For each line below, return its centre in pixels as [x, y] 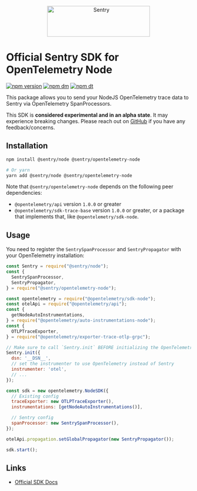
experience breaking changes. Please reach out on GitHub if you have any [96, 121]
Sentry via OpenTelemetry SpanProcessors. [59, 103]
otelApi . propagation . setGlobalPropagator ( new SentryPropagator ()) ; [90, 439]
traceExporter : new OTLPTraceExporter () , [63, 402]
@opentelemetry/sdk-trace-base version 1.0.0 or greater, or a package [99, 211]
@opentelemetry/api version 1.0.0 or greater [68, 204]
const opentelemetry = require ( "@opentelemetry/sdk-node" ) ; [81, 299]
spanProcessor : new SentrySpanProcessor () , [65, 423]
